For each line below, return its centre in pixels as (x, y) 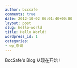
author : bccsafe (21, 9)
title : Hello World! (26, 32)
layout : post (18, 23)
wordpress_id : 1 (21, 37)
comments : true (20, 14)
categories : (17, 41)
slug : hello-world (23, 28)
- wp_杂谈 (14, 46)
